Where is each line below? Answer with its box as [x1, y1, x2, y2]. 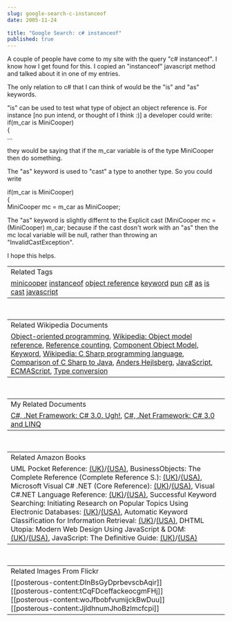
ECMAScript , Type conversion [10, 366, 108, 376]
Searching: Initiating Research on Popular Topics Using [10, 499, 188, 509]
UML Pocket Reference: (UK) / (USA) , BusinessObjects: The [10, 464, 202, 474]
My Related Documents [10, 399, 86, 409]
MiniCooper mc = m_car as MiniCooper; [7, 203, 121, 211]
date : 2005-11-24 [7, 17, 57, 24]
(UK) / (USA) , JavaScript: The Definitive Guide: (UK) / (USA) [10, 533, 198, 543]
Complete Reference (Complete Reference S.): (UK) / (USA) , [10, 473, 202, 482]
